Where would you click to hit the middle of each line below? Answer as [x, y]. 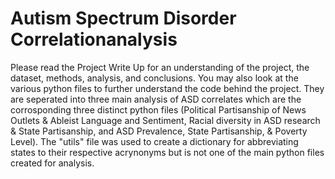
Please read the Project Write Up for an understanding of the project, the [160, 67]
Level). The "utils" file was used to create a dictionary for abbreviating [154, 141]
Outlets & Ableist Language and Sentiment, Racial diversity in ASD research [165, 120]
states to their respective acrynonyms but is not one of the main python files [167, 152]
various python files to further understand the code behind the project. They [167, 88]
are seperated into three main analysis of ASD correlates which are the [156, 99]
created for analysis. [52, 163]
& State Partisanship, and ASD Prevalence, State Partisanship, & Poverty [159, 131]
